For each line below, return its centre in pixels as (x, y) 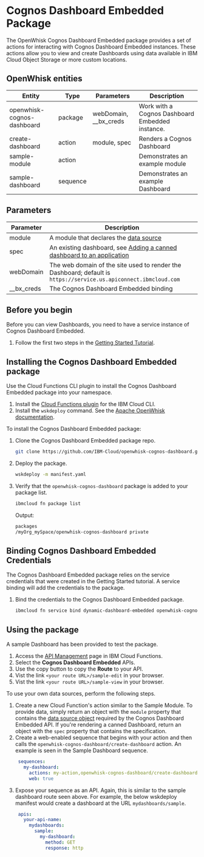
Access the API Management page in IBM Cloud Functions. (89, 656)
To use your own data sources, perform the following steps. (81, 694)
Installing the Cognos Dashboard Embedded (92, 362)
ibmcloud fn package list (48, 503)
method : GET (60, 842)
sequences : (32, 762)
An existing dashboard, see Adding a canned (113, 248)
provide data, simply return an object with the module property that (98, 712)
